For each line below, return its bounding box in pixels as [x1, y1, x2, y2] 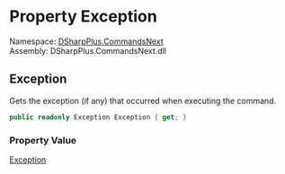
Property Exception [9, 6, 157, 27]
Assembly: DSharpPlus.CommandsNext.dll [9, 45, 166, 56]
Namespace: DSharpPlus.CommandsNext [9, 36, 164, 47]
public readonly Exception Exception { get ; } [9, 112, 187, 122]
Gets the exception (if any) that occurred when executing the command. [9, 95, 277, 106]
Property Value [9, 134, 77, 146]
